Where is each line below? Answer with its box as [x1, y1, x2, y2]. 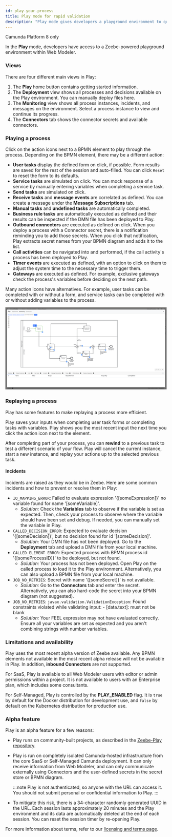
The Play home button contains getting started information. [12, 84, 138, 90]
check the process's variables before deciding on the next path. [12, 276, 148, 282]
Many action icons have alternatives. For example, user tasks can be [5, 286, 150, 292]
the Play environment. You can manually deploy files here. [12, 94, 136, 101]
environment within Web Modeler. [5, 49, 77, 55]
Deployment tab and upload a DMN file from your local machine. [20, 544, 157, 550]
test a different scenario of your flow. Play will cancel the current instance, [5, 445, 162, 452]
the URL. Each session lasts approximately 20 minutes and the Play [12, 805, 155, 811]
